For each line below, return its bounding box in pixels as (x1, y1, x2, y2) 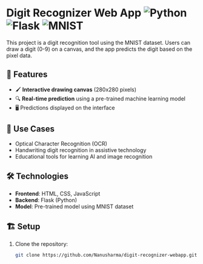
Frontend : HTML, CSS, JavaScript (15, 190, 101, 197)
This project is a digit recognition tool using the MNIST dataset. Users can (6, 39, 191, 46)
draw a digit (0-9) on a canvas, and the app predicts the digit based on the (6, 45, 193, 53)
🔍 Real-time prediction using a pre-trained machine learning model (15, 94, 186, 102)
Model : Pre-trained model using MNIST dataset (15, 203, 134, 210)
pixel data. (6, 51, 32, 59)
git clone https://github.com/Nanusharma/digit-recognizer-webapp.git (15, 252, 198, 259)
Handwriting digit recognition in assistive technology (15, 146, 147, 154)
